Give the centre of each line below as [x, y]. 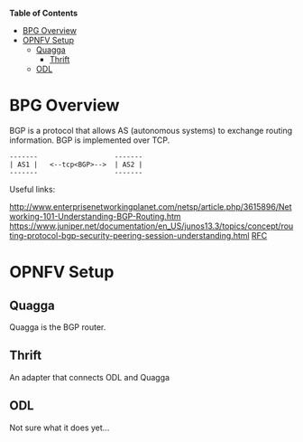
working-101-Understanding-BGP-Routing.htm [96, 216]
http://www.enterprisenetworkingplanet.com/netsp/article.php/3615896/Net [151, 206]
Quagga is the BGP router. [58, 327]
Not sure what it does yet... [60, 428]
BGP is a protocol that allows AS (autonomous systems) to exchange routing [151, 130]
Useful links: [32, 189]
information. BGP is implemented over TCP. [90, 140]
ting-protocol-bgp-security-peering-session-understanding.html [129, 235]
